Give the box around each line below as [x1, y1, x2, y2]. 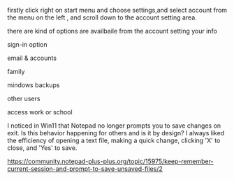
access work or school [7, 108, 73, 116]
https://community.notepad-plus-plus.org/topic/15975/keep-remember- [7, 157, 214, 165]
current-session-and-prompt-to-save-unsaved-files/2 [7, 165, 163, 173]
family [7, 68, 25, 75]
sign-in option [7, 40, 47, 48]
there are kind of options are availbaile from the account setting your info [7, 27, 218, 35]
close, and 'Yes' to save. [7, 144, 78, 152]
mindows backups [7, 81, 60, 89]
